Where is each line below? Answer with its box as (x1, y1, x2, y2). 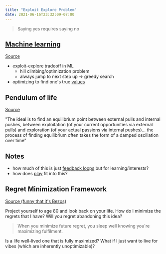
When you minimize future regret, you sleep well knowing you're (17, 223, 150, 229)
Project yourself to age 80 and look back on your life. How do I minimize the (5, 208, 161, 214)
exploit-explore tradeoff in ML (12, 63, 74, 69)
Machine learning (5, 40, 61, 48)
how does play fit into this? (12, 170, 68, 176)
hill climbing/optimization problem (19, 68, 90, 74)
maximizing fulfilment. (17, 228, 63, 234)
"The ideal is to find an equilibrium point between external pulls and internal (5, 116, 161, 122)
